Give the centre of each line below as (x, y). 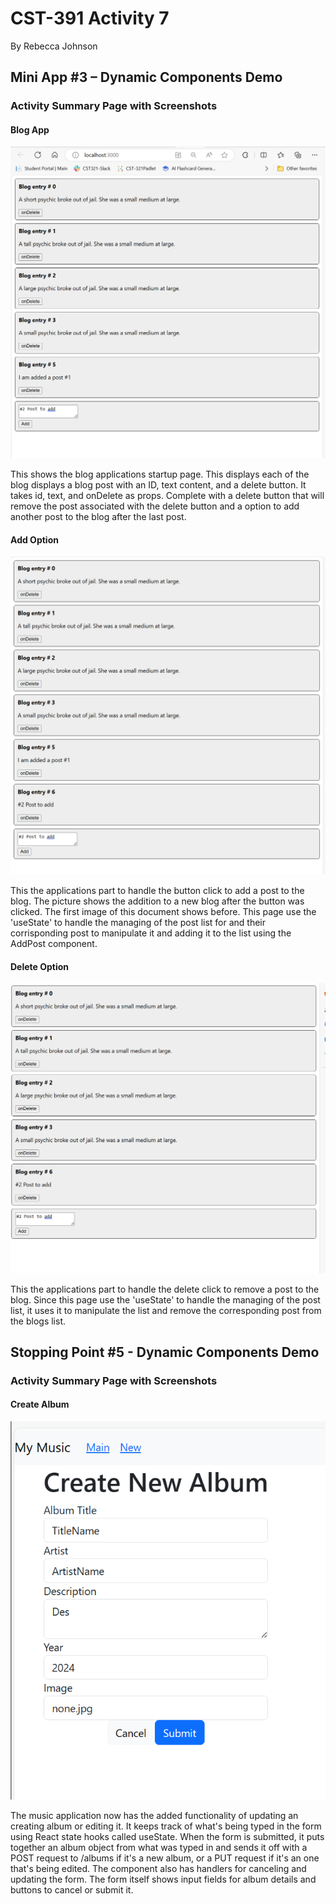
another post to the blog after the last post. (98, 517)
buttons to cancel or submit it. (72, 1889)
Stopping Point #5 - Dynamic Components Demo (165, 1352)
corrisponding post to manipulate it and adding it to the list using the (151, 933)
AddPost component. (54, 944)
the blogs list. (38, 1321)
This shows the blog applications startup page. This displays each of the (160, 474)
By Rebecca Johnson (54, 46)
